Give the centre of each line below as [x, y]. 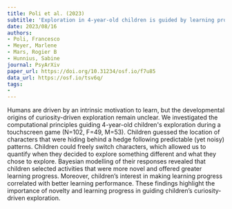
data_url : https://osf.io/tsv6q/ [55, 78]
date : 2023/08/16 [32, 26]
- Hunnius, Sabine [33, 59]
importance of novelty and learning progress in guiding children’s [100, 191]
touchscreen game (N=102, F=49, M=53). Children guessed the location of [114, 132]
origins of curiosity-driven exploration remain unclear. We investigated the [113, 117]
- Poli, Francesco [33, 39]
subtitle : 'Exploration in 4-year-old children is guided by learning [111, 20]
